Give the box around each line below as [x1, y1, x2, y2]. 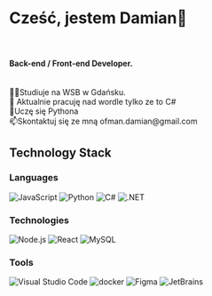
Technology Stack [9, 145, 112, 160]
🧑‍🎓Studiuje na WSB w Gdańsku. [9, 87, 126, 98]
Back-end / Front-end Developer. [9, 58, 133, 68]
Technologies [9, 213, 69, 226]
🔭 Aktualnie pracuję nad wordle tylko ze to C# [9, 97, 177, 108]
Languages [9, 172, 59, 184]
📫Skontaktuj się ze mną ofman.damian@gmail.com [9, 116, 198, 127]
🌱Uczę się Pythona [9, 106, 79, 116]
